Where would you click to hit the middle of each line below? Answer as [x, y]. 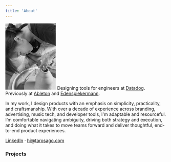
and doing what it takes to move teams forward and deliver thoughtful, [79, 125]
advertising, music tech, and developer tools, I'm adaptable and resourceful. [86, 114]
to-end [13, 130]
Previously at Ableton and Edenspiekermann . [53, 93]
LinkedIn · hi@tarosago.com [35, 140]
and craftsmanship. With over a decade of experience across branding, [80, 109]
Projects [16, 154]
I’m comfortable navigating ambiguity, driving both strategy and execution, [84, 119]
